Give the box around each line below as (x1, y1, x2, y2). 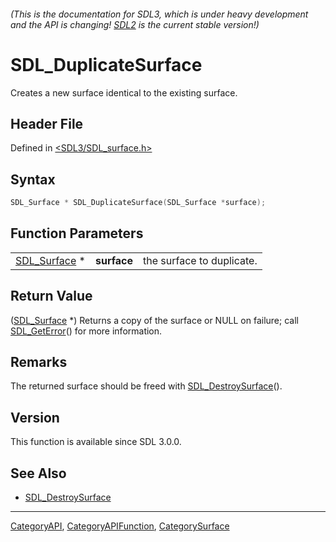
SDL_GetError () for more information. (10, 325, 163, 337)
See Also (10, 465, 67, 482)
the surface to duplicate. (143, 253, 258, 267)
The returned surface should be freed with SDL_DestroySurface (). (10, 380, 283, 392)
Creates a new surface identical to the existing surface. (10, 86, 238, 99)
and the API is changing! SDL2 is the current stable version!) (10, 18, 260, 30)
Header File (10, 115, 84, 132)
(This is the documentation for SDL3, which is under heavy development (10, 8, 309, 20)
